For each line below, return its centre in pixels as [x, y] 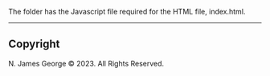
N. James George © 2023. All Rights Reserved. [86, 63]
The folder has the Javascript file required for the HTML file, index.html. [127, 12]
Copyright [34, 44]
